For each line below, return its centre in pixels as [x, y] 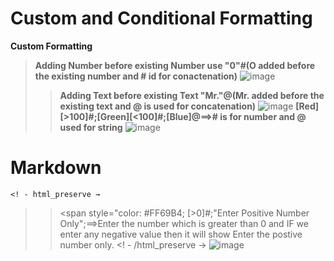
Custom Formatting [51, 46]
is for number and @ [263, 116]
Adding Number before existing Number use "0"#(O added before [175, 65]
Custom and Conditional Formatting [161, 18]
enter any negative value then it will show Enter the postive [181, 234]
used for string [91, 127]
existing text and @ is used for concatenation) [158, 106]
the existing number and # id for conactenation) [136, 76]
